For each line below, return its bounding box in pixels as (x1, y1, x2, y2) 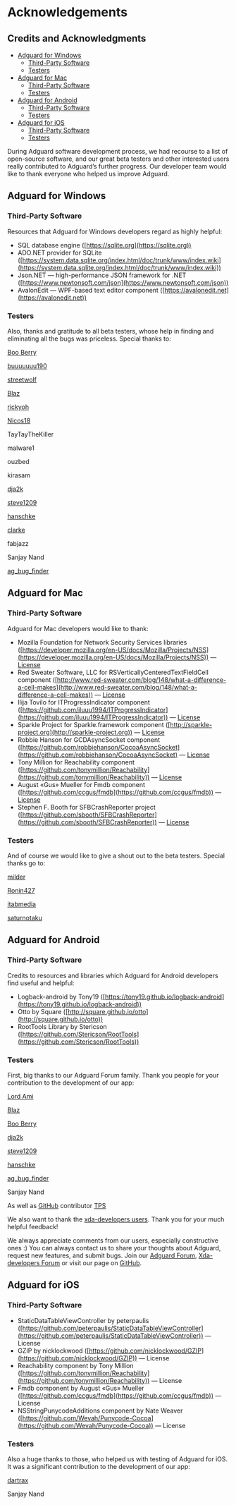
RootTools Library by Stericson (17, 1022, 107, 1030)
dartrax (7, 1475, 29, 1485)
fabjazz (7, 539, 30, 547)
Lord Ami (7, 1092, 34, 1100)
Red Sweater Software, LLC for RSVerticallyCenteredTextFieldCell (17, 668, 209, 676)
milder (7, 872, 26, 881)
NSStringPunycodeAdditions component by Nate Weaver (17, 1406, 183, 1415)
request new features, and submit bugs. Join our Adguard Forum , (7, 1251, 197, 1260)
